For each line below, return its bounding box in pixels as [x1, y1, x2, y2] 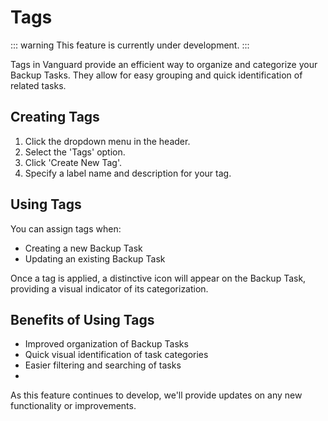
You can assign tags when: [10, 222, 122, 235]
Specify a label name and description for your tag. [24, 167, 232, 179]
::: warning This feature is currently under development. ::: [10, 39, 250, 51]
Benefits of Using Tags [10, 311, 155, 328]
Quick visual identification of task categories [24, 349, 209, 361]
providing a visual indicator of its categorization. [10, 282, 209, 295]
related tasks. [10, 79, 67, 91]
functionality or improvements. [10, 400, 137, 412]
